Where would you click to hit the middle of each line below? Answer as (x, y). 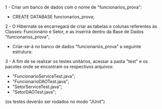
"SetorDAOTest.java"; (34, 92)
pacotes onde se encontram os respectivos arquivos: (59, 67)
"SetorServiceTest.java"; (37, 87)
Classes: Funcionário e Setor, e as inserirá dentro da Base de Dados (74, 31)
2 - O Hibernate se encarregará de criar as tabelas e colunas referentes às (81, 26)
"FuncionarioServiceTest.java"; (44, 76)
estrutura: (22, 52)
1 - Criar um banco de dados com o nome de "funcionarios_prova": (74, 7)
